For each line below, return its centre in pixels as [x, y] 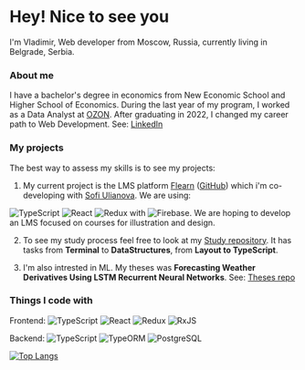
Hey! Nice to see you [89, 17]
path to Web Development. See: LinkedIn [86, 124]
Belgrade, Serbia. [42, 51]
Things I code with [51, 301]
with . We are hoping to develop [210, 212]
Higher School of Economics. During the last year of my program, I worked [150, 105]
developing [44, 195]
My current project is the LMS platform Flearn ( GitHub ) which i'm [145, 185]
